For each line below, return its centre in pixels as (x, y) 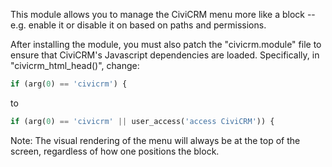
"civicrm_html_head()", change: (75, 65)
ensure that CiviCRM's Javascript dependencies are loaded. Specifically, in (165, 55)
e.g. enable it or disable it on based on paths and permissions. (138, 25)
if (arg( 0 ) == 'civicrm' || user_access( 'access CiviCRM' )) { (142, 121)
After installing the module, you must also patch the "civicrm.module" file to (166, 44)
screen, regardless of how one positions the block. (115, 151)
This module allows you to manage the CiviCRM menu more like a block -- (163, 14)
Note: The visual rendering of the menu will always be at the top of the (155, 140)
